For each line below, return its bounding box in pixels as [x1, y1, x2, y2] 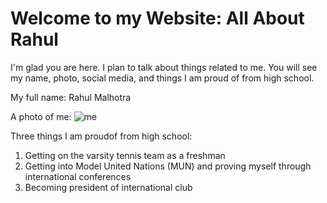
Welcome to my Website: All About [10, 7, 305, 30]
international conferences [24, 170, 132, 182]
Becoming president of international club [24, 181, 193, 193]
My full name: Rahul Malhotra [10, 91, 132, 103]
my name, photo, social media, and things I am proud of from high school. [10, 72, 315, 84]
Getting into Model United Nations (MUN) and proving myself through [24, 160, 312, 172]
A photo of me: [10, 110, 72, 122]
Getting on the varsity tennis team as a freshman [24, 149, 226, 161]
